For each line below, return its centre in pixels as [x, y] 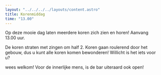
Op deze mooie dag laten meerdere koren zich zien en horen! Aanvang [77, 33]
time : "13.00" [20, 19]
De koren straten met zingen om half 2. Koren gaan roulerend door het [76, 48]
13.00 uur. [15, 38]
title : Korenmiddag [25, 14]
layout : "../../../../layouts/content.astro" [52, 10]
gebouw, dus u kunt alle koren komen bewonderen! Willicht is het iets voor [80, 52]
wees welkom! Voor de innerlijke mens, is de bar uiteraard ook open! [75, 67]
